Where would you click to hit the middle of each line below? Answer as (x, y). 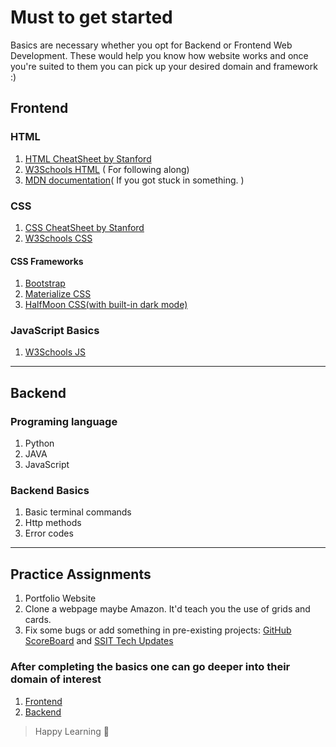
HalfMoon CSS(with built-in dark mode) (106, 305)
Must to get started (91, 17)
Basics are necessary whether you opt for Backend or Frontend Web (151, 45)
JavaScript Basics (55, 331)
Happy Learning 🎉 (72, 731)
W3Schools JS (55, 352)
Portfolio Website (60, 598)
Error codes (49, 533)
